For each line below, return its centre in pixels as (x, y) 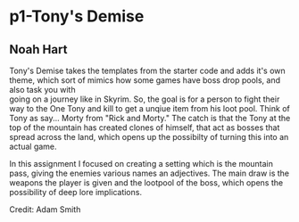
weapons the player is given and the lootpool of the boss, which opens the (146, 183)
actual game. (33, 146)
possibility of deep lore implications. (76, 192)
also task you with (42, 90)
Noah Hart (38, 49)
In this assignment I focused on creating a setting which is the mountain (141, 164)
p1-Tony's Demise (77, 16)
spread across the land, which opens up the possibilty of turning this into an (149, 137)
